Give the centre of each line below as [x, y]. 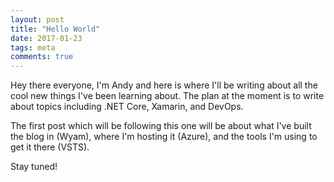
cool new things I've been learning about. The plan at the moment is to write [167, 96]
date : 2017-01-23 [46, 38]
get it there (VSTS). [50, 147]
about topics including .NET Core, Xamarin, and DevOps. [127, 107]
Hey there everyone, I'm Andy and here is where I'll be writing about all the [164, 85]
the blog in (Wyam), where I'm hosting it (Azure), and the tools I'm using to [164, 137]
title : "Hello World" [55, 29]
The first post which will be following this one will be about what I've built [161, 126]
